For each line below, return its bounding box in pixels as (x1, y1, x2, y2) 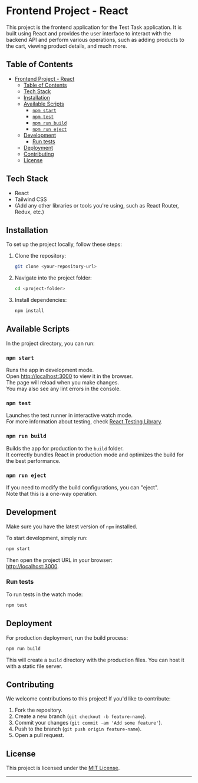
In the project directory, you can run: (6, 340, 95, 347)
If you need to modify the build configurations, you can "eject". (6, 484, 159, 491)
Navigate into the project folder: (14, 274, 93, 281)
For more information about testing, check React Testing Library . (6, 418, 163, 425)
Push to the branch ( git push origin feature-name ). (14, 725, 142, 732)
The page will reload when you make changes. (6, 379, 120, 386)
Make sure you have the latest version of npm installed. (6, 523, 137, 530)
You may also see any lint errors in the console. (6, 385, 121, 393)
